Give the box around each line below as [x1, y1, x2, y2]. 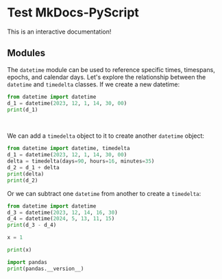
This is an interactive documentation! [7, 27, 112, 36]
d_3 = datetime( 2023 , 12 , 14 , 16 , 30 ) [7, 209, 118, 216]
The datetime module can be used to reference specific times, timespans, [7, 65, 216, 73]
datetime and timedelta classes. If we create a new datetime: [7, 80, 180, 88]
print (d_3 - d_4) [7, 221, 57, 229]
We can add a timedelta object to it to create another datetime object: [7, 132, 204, 140]
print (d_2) [7, 177, 38, 184]
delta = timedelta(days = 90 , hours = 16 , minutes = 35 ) [7, 158, 155, 165]
